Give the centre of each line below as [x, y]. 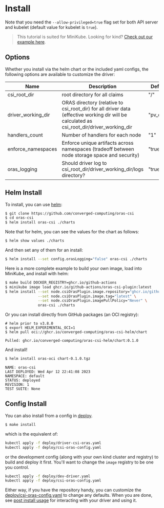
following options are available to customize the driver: [60, 74]
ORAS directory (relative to [92, 102]
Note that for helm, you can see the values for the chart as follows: [72, 232]
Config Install [26, 404]
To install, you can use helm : [34, 204]
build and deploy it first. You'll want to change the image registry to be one [79, 462]
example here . [31, 42]
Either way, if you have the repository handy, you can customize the [73, 490]
